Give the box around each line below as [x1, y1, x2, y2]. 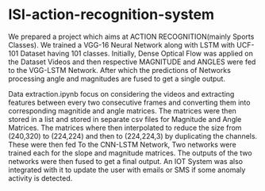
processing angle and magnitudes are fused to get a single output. [8, 74, 226, 83]
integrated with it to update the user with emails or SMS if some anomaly [8, 165, 246, 174]
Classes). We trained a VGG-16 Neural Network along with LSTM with [8, 40, 236, 49]
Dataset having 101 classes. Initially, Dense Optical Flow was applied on [20, 48, 254, 58]
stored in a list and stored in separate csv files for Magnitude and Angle [8, 114, 242, 124]
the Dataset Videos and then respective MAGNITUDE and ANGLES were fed [8, 57, 256, 67]
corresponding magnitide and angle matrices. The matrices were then [8, 105, 236, 116]
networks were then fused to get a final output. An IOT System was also [8, 156, 244, 166]
